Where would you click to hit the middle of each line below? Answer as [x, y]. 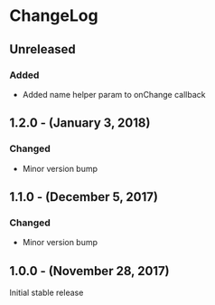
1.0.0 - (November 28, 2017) [89, 271]
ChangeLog [54, 16]
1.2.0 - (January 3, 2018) [80, 123]
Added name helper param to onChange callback [114, 94]
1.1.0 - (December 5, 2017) [84, 197]
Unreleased [43, 49]
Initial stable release [47, 293]
